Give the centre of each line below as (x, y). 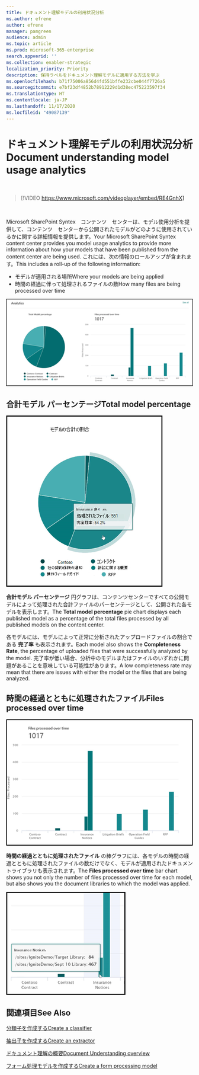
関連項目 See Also (38, 1012)
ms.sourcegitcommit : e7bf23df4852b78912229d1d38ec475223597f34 (86, 88)
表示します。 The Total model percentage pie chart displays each (102, 612)
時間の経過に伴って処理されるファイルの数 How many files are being (97, 284)
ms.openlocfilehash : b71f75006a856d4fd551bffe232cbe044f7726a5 (86, 81)
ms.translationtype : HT (36, 94)
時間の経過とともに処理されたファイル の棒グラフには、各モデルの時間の (95, 856)
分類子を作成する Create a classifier (49, 1028)
